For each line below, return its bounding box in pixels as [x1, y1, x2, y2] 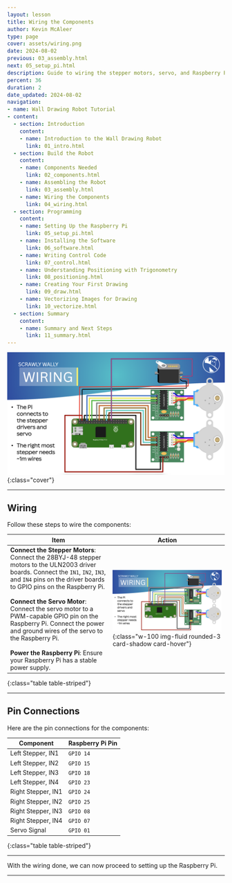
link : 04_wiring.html [25, 201, 88, 207]
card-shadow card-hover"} [113, 640, 192, 648]
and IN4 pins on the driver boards [10, 575, 105, 584]
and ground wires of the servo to [10, 626, 104, 635]
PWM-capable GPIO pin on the [10, 612, 99, 620]
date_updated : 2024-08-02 [7, 91, 81, 98]
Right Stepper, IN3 [10, 806, 63, 815]
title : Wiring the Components [7, 18, 95, 26]
